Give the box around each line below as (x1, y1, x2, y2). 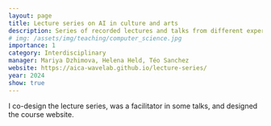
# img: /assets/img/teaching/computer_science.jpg (8, 34, 182, 43)
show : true (8, 79, 45, 87)
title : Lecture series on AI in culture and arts (8, 19, 179, 27)
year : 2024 (8, 71, 45, 79)
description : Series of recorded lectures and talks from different (8, 26, 244, 35)
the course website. (8, 109, 74, 119)
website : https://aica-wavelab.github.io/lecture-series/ (8, 64, 207, 72)
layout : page (8, 11, 52, 20)
